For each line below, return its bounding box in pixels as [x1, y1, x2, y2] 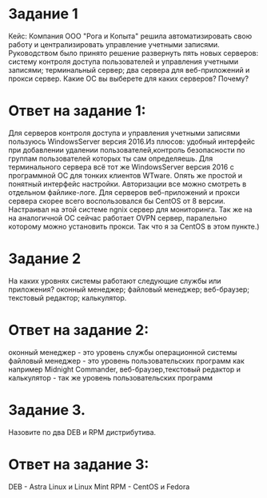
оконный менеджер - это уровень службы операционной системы [8, 347, 237, 357]
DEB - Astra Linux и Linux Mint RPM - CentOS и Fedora [8, 481, 190, 492]
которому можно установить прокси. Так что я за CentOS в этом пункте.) [8, 221, 260, 231]
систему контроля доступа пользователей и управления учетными [8, 57, 239, 66]
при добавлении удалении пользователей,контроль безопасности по [8, 145, 245, 154]
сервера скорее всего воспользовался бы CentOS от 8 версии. [8, 196, 225, 205]
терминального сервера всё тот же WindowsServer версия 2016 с [8, 161, 234, 172]
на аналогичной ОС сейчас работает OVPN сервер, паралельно [8, 213, 228, 222]
